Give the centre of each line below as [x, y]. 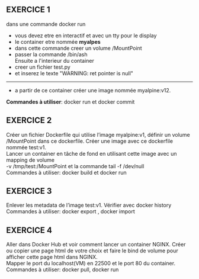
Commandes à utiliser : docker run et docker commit [70, 102]
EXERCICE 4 [29, 230]
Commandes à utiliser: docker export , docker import [70, 211]
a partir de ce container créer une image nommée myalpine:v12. [93, 90]
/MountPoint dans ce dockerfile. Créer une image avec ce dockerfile [90, 141]
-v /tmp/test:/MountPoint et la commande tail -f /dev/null [75, 166]
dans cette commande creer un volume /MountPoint [78, 48]
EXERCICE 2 [29, 121]
